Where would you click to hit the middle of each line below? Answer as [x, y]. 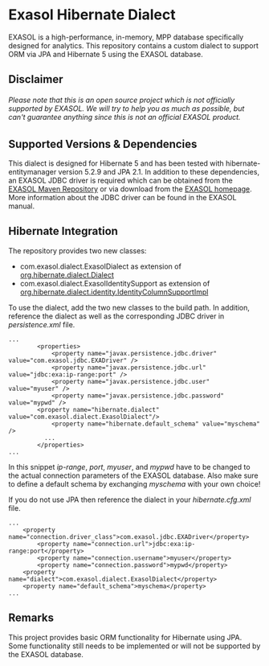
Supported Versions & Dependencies [103, 144]
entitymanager [33, 171]
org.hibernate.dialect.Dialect [67, 274]
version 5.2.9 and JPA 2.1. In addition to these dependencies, [159, 171]
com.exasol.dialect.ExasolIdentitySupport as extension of [115, 283]
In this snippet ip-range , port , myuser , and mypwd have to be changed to [129, 467]
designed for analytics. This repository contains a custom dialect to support [133, 45]
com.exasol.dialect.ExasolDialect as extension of [101, 266]
